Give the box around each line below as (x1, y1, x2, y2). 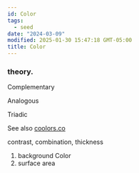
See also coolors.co (7, 124, 66, 133)
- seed (14, 23, 34, 30)
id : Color (7, 10, 37, 18)
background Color (17, 152, 71, 160)
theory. (7, 67, 34, 77)
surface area (17, 159, 56, 167)
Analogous (7, 96, 39, 105)
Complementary (7, 83, 55, 91)
